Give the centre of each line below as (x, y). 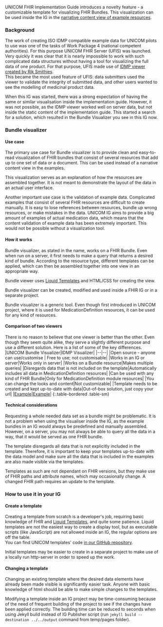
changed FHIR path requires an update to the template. (60, 482)
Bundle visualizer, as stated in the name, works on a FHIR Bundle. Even (76, 250)
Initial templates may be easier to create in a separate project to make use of (82, 552)
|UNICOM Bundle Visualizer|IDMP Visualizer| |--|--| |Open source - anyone (80, 353)
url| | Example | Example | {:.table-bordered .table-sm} (57, 394)
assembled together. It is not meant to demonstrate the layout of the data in (81, 183)
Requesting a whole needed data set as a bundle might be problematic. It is (81, 416)
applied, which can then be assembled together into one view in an (72, 266)
